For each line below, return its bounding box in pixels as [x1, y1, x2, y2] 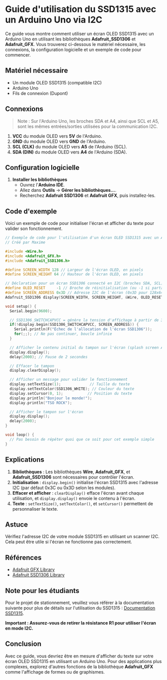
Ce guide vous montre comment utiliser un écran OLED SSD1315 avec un [5, 30, 154, 36]
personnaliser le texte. [12, 506, 58, 512]
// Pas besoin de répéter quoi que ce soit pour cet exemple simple [9, 437, 155, 442]
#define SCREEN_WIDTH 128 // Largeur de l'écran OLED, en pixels [5, 267, 143, 272]
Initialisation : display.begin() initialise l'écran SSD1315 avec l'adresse [12, 479, 159, 485]
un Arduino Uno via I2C [5, 14, 103, 25]
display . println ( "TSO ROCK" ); [9, 400, 72, 405]
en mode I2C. [5, 625, 33, 631]
